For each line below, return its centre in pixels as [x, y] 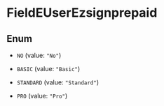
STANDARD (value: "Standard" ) [58, 82]
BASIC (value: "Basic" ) [48, 69]
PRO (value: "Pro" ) [42, 96]
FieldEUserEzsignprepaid [82, 13]
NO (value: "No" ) [39, 55]
